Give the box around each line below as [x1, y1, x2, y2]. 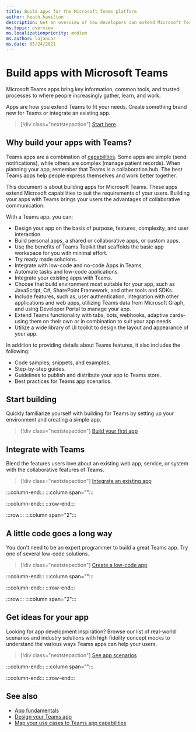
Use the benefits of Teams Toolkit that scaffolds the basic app [14, 243, 164, 250]
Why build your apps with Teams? [6, 138, 132, 148]
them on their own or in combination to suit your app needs [29, 317, 171, 324]
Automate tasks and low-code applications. [14, 268, 120, 275]
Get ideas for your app [6, 612, 89, 623]
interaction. [14, 230, 42, 237]
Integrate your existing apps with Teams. [14, 274, 113, 281]
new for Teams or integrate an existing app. [6, 109, 111, 116]
